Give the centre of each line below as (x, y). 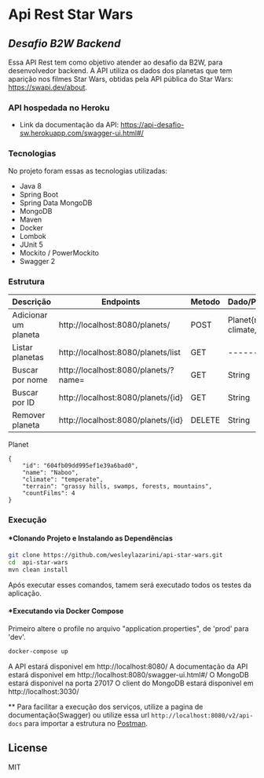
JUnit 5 (31, 244)
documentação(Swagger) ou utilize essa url (79, 715)
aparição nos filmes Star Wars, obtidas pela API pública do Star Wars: (121, 79)
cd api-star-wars (38, 562)
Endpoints (121, 302)
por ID (24, 402)
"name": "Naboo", (51, 472)
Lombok (33, 236)
